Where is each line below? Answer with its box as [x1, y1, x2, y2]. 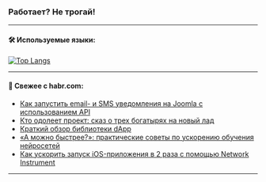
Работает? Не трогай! [8, 6, 96, 17]
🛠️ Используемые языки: [8, 35, 96, 44]
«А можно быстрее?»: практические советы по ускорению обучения [19, 132, 255, 142]
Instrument [19, 157, 55, 167]
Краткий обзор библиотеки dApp [19, 123, 132, 133]
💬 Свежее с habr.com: [8, 82, 84, 91]
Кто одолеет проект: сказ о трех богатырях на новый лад [19, 116, 215, 125]
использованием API [19, 107, 91, 116]
